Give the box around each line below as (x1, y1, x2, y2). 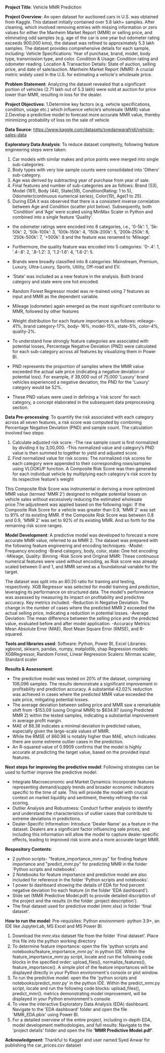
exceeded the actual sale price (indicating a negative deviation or (12, 368, 145, 374)
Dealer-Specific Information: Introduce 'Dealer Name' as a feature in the (12, 821, 159, 826)
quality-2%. (12, 328, 36, 334)
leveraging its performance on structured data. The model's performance (5, 589, 154, 595)
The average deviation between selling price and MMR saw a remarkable (12, 702, 161, 708)
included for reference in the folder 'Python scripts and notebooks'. (12, 877, 149, 882)
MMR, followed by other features (12, 309, 79, 314)
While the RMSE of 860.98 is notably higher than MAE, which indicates (12, 733, 156, 739)
